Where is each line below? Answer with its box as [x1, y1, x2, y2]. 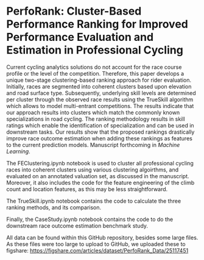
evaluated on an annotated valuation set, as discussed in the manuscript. [6, 172, 190, 179]
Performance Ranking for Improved [6, 17, 189, 31]
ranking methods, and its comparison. [6, 203, 102, 211]
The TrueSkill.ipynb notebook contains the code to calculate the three [6, 197, 181, 204]
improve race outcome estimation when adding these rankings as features [6, 134, 193, 142]
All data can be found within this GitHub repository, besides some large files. [6, 234, 199, 241]
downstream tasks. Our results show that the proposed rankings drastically [6, 128, 195, 135]
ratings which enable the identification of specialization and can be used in [6, 121, 194, 129]
